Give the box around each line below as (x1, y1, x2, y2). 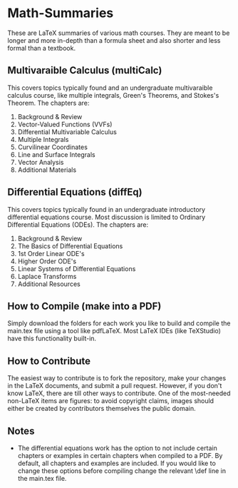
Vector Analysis (17, 158, 64, 166)
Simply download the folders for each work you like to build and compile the (7, 319, 231, 327)
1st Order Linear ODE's (17, 249, 85, 258)
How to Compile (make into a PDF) (7, 300, 162, 312)
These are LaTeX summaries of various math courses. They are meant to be (7, 29, 230, 37)
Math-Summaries (7, 5, 114, 21)
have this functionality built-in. (7, 334, 97, 343)
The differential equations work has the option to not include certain (17, 444, 217, 452)
